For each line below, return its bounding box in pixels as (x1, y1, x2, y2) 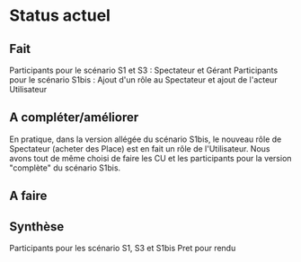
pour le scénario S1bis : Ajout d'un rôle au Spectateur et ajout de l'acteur (9, 74, 278, 85)
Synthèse (9, 219, 65, 234)
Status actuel (9, 5, 111, 26)
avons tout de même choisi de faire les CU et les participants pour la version (9, 153, 292, 163)
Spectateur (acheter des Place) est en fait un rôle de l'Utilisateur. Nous (9, 143, 270, 153)
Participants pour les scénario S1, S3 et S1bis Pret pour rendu (9, 243, 236, 254)
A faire (9, 188, 48, 204)
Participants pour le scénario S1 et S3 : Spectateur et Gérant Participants (9, 65, 279, 75)
